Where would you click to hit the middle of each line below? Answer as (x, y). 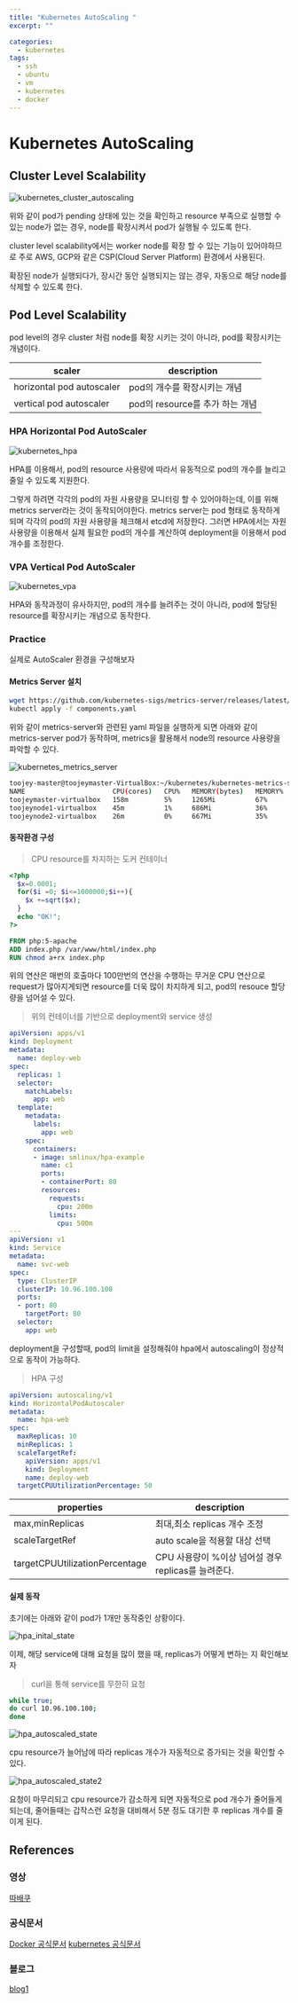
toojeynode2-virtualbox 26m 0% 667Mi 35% (138, 816)
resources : (61, 1190)
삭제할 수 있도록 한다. (46, 287)
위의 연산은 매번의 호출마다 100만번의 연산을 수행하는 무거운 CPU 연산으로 (137, 976)
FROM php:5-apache (43, 941)
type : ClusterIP (47, 1281)
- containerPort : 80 (79, 1182)
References (42, 1850)
